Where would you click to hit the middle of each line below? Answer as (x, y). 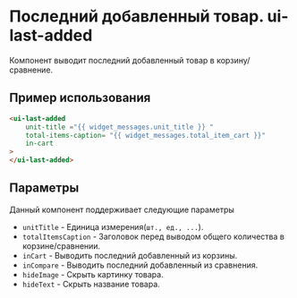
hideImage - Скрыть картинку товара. (93, 274)
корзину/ (233, 60)
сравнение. (31, 70)
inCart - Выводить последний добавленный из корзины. (130, 255)
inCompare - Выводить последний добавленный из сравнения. (140, 265)
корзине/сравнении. (61, 246)
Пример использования (80, 98)
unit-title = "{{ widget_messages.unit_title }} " (120, 127)
